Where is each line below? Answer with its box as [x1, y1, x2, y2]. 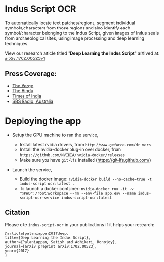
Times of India [12, 93, 42, 99]
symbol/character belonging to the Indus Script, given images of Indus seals [5, 30, 159, 36]
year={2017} [5, 248, 29, 253]
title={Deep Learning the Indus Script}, [5, 235, 91, 240]
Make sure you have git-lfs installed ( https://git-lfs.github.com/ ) [19, 157, 151, 163]
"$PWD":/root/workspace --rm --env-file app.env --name [19, 191, 136, 196]
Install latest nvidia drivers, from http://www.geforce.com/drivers [19, 141, 151, 147]
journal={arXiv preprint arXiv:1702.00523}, [5, 244, 97, 249]
